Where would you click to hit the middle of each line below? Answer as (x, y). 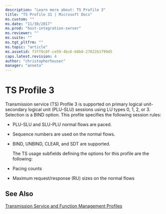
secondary (16, 109)
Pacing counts (27, 168)
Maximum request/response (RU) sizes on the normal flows (73, 178)
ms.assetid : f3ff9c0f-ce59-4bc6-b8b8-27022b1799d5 (59, 51)
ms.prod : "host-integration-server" (43, 28)
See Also (19, 194)
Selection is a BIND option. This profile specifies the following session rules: (83, 115)
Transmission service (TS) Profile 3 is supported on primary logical (74, 104)
